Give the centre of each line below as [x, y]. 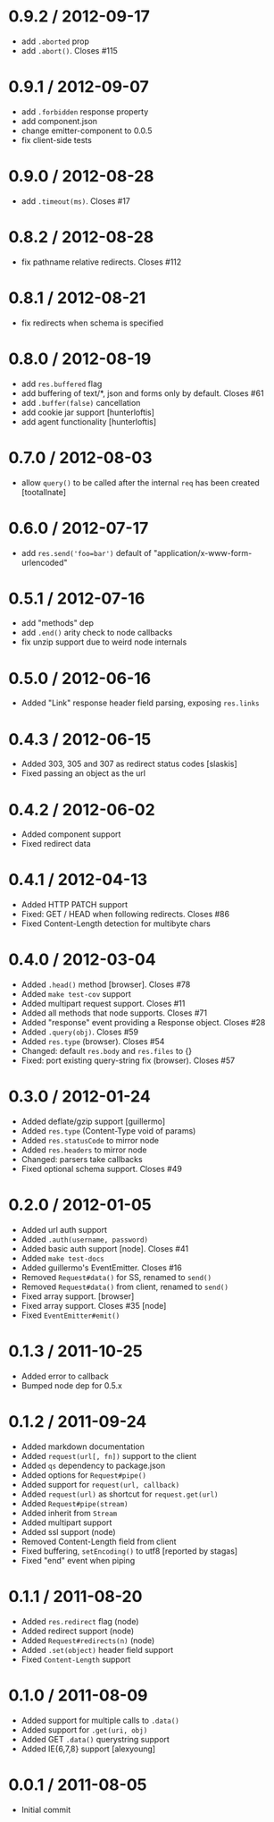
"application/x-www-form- [203, 553]
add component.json [59, 121]
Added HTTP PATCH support [75, 905]
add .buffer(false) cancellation [81, 402]
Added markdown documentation [83, 1447]
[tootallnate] [44, 492]
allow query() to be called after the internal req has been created [140, 482]
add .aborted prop [55, 41]
